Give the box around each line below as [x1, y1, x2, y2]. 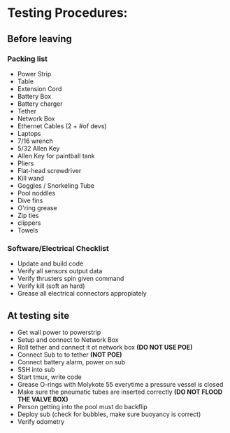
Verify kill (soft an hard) [17, 282, 85, 290]
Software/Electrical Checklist [7, 243, 110, 253]
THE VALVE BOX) [17, 394, 69, 404]
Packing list [7, 54, 48, 64]
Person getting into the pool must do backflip [17, 402, 148, 411]
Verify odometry [17, 417, 65, 425]
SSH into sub [17, 365, 55, 373]
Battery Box [17, 92, 52, 100]
